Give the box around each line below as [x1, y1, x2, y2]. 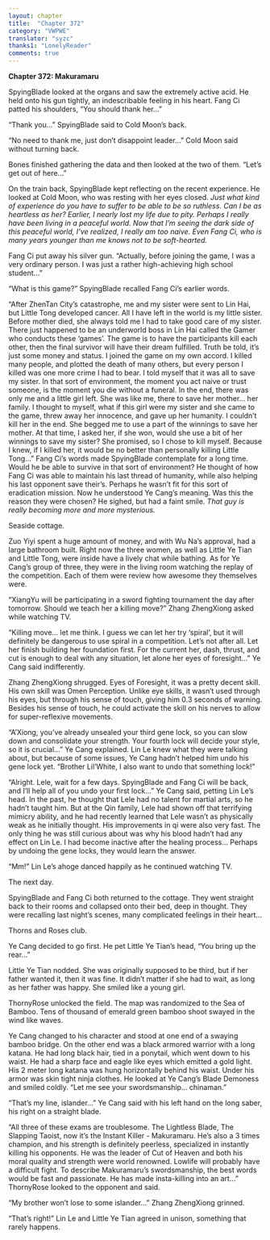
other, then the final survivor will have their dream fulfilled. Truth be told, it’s [8, 342, 260, 352]
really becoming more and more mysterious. [8, 505, 156, 515]
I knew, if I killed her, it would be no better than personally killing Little [8, 445, 239, 454]
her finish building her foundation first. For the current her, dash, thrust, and [8, 645, 260, 654]
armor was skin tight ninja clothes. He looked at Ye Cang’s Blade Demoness [8, 1074, 260, 1083]
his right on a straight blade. [8, 1107, 102, 1116]
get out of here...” [8, 169, 67, 177]
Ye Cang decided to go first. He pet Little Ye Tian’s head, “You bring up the [8, 941, 256, 950]
